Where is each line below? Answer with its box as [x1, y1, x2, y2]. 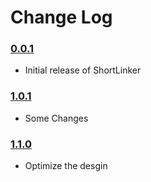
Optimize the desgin [24, 160, 108, 172]
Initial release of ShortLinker [24, 64, 142, 76]
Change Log [10, 6, 113, 29]
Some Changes [24, 112, 89, 124]
